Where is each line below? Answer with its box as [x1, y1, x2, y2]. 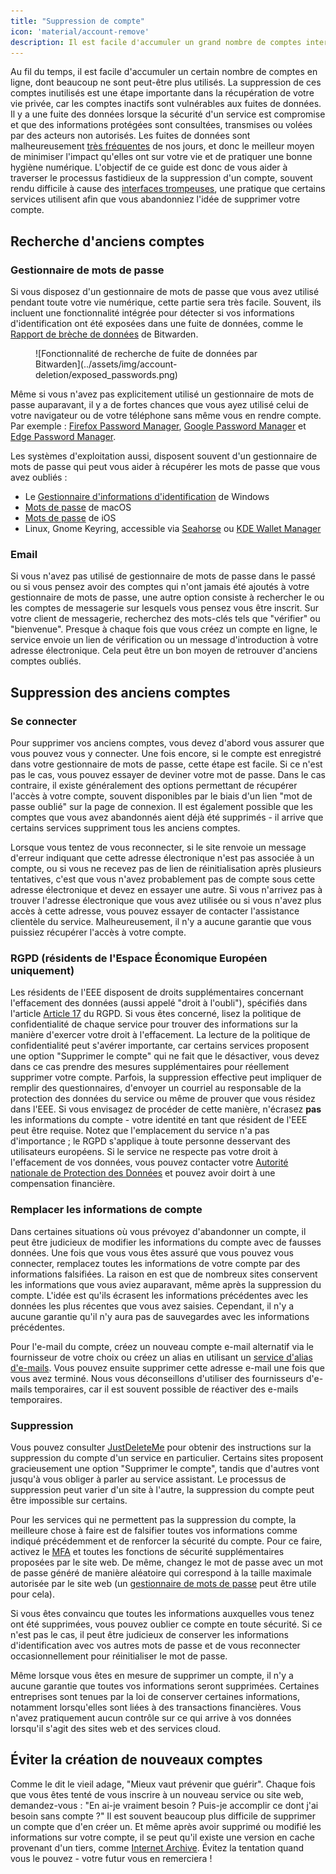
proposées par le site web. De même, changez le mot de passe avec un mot [10, 1556, 324, 1568]
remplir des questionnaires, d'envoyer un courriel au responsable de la [10, 1082, 302, 1094]
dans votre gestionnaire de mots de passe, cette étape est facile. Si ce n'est [10, 758, 323, 770]
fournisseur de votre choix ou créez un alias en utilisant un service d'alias [10, 1351, 313, 1363]
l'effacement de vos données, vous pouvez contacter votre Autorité [10, 1156, 289, 1169]
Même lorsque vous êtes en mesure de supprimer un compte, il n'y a [10, 1669, 294, 1681]
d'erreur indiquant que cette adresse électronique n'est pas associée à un [10, 852, 315, 864]
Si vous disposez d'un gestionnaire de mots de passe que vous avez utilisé [10, 286, 320, 298]
